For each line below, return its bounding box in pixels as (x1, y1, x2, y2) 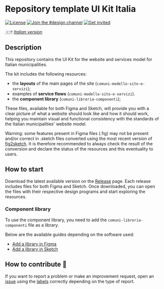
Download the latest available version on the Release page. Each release (5, 178, 151, 184)
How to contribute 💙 (5, 260, 67, 269)
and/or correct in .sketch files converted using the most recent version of (5, 135, 152, 141)
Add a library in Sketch (12, 246, 58, 252)
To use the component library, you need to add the (5, 217, 107, 223)
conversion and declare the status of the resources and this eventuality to (5, 146, 154, 152)
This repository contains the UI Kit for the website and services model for (5, 56, 153, 62)
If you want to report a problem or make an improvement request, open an (5, 273, 154, 279)
